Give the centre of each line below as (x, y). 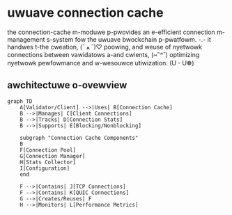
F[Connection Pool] (48, 150)
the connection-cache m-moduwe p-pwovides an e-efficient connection (111, 32)
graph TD (20, 101)
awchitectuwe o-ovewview (67, 85)
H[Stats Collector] (48, 162)
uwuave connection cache (85, 13)
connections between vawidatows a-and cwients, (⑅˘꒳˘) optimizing (103, 54)
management (26, 39)
